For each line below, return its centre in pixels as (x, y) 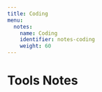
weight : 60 (36, 46)
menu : (15, 20)
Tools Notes (43, 80)
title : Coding (28, 14)
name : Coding (39, 33)
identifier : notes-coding (58, 40)
